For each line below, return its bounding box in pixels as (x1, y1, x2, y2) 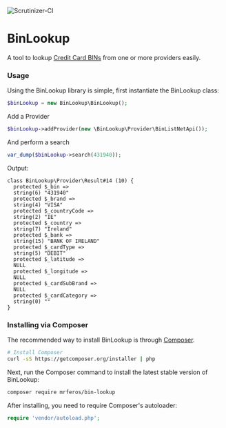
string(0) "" (13, 298, 51, 305)
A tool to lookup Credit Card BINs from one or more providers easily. (7, 53, 201, 61)
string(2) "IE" (13, 213, 57, 220)
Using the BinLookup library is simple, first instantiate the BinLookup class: (7, 86, 219, 95)
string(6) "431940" (13, 189, 70, 196)
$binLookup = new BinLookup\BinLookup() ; (7, 100, 128, 107)
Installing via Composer (7, 320, 88, 329)
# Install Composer (7, 349, 63, 356)
